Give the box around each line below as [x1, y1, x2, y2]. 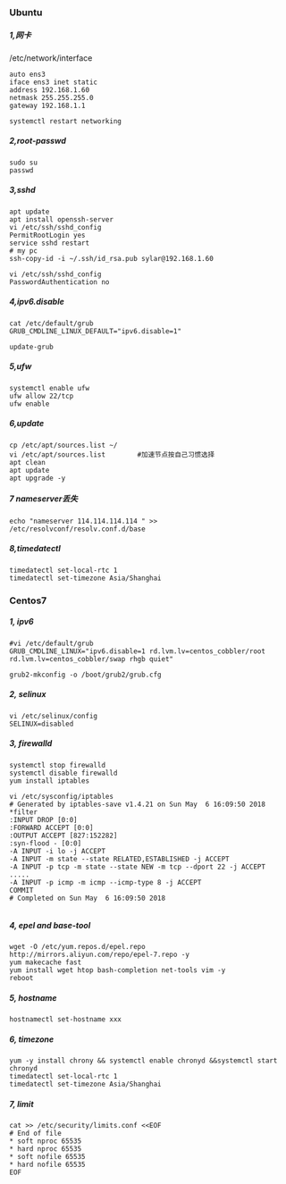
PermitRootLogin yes [9, 231, 87, 239]
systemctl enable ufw [9, 383, 90, 392]
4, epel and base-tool [9, 920, 91, 931]
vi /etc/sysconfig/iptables [9, 792, 114, 801]
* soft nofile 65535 [9, 1153, 87, 1162]
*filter [9, 807, 38, 817]
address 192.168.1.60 [9, 85, 90, 95]
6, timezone [9, 1034, 55, 1045]
